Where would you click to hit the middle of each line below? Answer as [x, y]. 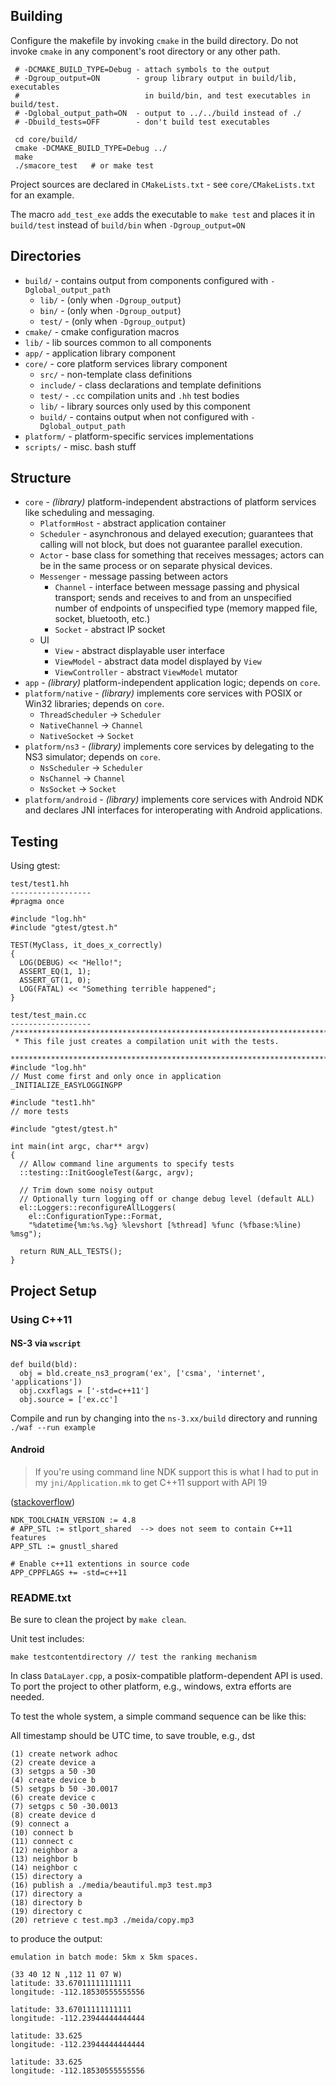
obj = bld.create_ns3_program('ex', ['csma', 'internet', [143, 1373]
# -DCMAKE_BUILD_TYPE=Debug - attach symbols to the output [142, 69]
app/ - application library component [100, 353]
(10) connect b [42, 1833]
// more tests [40, 1112]
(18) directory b [46, 1903]
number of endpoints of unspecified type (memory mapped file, [186, 608]
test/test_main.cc [48, 1015]
